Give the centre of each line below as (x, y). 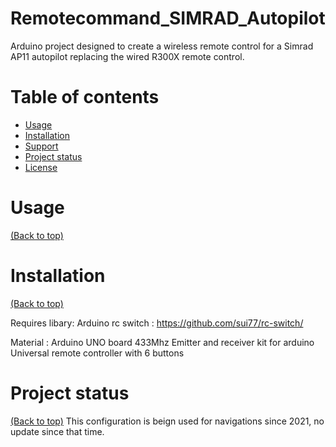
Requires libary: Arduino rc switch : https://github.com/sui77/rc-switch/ (157, 323)
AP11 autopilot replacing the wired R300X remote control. (127, 56)
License (41, 167)
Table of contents (85, 97)
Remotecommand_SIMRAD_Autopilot (168, 18)
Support (41, 146)
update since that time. (57, 431)
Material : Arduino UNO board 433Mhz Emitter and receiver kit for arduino (162, 342)
